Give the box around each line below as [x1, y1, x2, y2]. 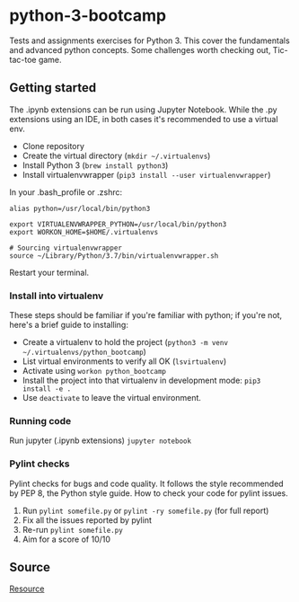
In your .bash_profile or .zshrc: [9, 186, 123, 198]
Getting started [9, 80, 97, 95]
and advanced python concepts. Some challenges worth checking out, [9, 44, 271, 55]
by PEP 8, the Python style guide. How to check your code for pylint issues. [9, 487, 289, 499]
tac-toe [9, 54, 37, 65]
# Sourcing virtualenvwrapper [9, 243, 123, 252]
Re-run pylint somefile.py [22, 524, 123, 535]
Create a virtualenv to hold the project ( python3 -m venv [22, 337, 229, 348]
